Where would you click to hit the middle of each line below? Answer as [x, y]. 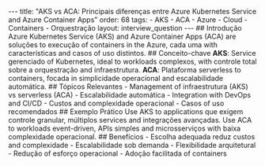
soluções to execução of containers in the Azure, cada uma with [113, 45]
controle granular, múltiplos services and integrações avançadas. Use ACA [130, 120]
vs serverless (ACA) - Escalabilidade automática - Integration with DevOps [130, 95]
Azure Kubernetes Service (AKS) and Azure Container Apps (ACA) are [122, 36]
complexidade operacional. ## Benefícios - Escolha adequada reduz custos [132, 136]
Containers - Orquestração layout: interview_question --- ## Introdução [125, 28]
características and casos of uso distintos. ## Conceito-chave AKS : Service [132, 53]
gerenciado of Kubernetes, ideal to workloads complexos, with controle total [132, 61]
